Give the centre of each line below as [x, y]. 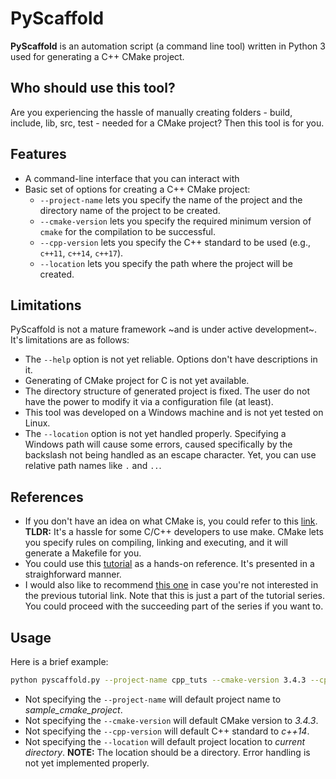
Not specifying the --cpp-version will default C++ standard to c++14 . [167, 731]
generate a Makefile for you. [83, 553]
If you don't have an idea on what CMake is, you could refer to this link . [171, 521]
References [47, 497]
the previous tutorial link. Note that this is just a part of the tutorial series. [174, 596]
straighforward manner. [73, 574]
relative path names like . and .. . [93, 466]
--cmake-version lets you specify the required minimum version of [175, 221]
